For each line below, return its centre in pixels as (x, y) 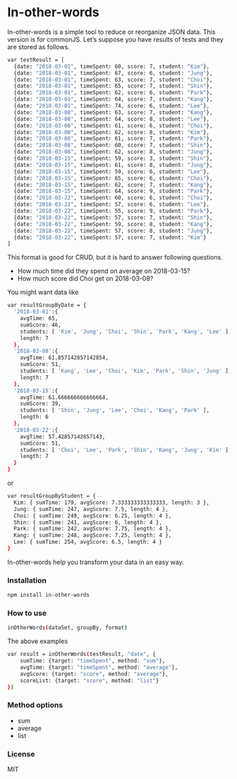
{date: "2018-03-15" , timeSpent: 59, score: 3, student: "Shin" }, (113, 159)
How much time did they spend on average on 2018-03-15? (104, 271)
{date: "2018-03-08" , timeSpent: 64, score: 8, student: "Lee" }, (112, 119)
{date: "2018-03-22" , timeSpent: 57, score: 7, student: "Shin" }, (113, 217)
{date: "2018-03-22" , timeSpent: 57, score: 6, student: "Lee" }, (112, 205)
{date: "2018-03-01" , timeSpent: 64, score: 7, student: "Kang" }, (113, 100)
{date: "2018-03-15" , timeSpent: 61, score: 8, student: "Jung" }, (113, 165)
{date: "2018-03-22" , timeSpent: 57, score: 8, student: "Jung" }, (113, 230)
